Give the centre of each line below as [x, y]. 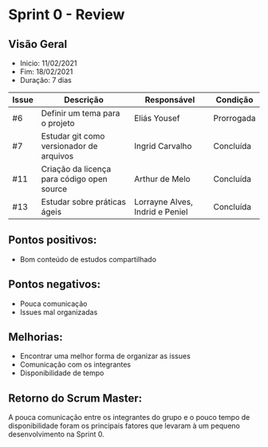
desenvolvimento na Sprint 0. [57, 434]
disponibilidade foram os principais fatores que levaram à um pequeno [124, 426]
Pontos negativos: [55, 284]
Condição [235, 100]
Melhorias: [36, 337]
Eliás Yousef [157, 118]
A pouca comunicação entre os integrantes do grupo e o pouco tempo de [129, 418]
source [54, 189]
